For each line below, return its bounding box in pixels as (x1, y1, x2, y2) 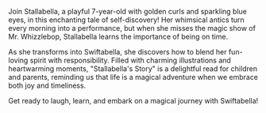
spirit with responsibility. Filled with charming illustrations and (29, 55, 232, 65)
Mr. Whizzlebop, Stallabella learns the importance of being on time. (8, 32, 229, 41)
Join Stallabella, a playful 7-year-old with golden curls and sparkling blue (8, 7, 248, 16)
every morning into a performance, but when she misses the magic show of (8, 24, 256, 32)
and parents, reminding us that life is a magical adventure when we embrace (8, 73, 259, 81)
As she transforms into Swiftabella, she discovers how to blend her (8, 47, 228, 56)
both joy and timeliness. (8, 81, 87, 90)
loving (8, 55, 29, 65)
